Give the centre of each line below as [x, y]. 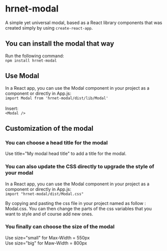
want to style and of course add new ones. [49, 214]
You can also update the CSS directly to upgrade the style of [80, 167]
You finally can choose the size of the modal [60, 227]
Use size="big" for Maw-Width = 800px [46, 243]
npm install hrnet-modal [31, 61]
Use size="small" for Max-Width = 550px [47, 237]
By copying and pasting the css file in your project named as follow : [75, 203]
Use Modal [22, 76]
